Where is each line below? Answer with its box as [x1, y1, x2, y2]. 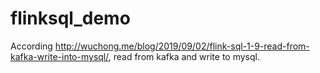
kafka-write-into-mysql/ [10, 50, 109, 62]
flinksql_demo [10, 7, 131, 30]
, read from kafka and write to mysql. [108, 50, 260, 62]
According [10, 40, 53, 52]
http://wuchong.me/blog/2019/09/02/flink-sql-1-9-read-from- [54, 40, 310, 52]
